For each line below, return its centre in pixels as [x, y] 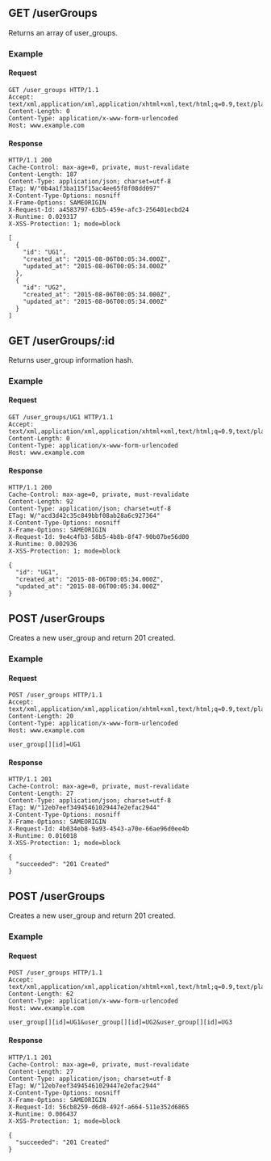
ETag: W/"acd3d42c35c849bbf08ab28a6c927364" [84, 516]
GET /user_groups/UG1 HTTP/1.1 [61, 418]
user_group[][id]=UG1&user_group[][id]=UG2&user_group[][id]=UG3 [120, 1022]
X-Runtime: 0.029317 [43, 217]
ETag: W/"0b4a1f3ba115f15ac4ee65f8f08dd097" [84, 189]
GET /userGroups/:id [62, 341]
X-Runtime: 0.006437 [43, 1114]
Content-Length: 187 [43, 175]
